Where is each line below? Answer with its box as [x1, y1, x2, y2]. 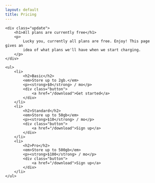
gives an [5, 43, 23, 48]
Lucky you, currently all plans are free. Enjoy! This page [23, 38, 150, 44]
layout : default [5, 7, 39, 12]
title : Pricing [5, 12, 37, 17]
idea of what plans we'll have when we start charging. [23, 47, 141, 52]
